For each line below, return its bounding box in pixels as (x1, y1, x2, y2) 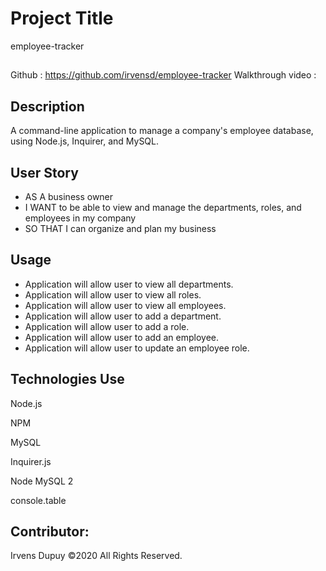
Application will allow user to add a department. (24, 310, 222, 322)
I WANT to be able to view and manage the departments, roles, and (24, 201, 302, 213)
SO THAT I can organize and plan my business (24, 222, 217, 234)
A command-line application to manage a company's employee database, (10, 125, 314, 137)
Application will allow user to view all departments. (24, 278, 234, 290)
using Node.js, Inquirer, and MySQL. (10, 135, 160, 147)
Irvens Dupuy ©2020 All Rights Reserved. (10, 550, 183, 562)
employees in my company (24, 212, 137, 224)
